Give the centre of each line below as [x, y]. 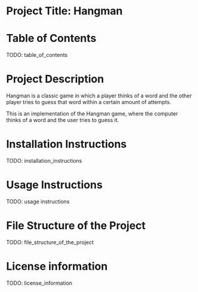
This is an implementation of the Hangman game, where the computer [92, 114]
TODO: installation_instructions [44, 161]
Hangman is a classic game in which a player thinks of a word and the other [99, 96]
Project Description [55, 79]
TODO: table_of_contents [37, 55]
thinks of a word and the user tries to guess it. [63, 120]
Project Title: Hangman [65, 11]
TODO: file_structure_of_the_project [50, 242]
